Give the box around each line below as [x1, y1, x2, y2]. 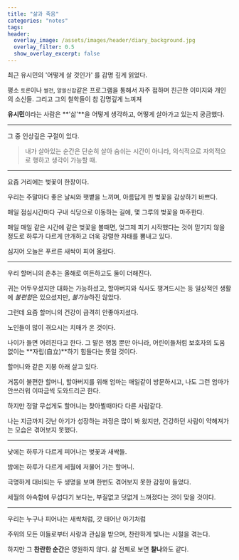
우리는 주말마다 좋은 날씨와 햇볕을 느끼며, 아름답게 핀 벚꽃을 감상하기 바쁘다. [7, 192, 218, 201]
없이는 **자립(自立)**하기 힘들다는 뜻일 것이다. [7, 347, 138, 356]
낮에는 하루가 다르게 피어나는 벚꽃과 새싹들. [7, 447, 127, 456]
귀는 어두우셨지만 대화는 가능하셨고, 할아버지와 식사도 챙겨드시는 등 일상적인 [7, 284, 218, 292]
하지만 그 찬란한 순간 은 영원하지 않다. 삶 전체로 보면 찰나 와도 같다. [7, 544, 189, 553]
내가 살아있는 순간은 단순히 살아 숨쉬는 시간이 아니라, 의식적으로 [24, 147, 201, 155]
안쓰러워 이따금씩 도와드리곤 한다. [7, 386, 101, 395]
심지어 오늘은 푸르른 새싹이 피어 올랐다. [7, 247, 116, 255]
